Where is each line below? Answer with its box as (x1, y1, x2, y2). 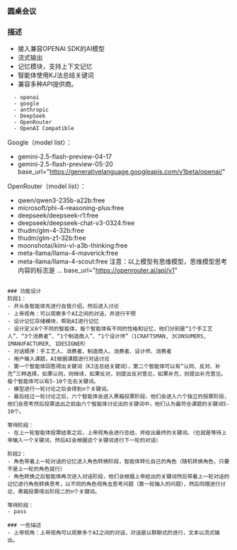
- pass (7, 508, 27, 515)
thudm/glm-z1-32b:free (17, 234, 86, 242)
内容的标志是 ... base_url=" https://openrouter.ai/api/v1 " (17, 266, 178, 275)
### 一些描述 (7, 522, 42, 529)
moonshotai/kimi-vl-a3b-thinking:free (17, 241, 128, 250)
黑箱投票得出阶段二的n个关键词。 (17, 488, 100, 495)
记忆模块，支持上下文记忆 (17, 62, 93, 71)
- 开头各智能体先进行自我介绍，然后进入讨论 (7, 303, 120, 310)
